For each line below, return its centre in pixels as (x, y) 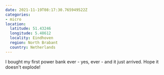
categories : (18, 15)
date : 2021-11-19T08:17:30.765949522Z (46, 10)
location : (16, 24)
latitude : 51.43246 (31, 29)
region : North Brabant (34, 43)
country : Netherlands (33, 47)
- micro (13, 19)
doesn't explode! (23, 67)
